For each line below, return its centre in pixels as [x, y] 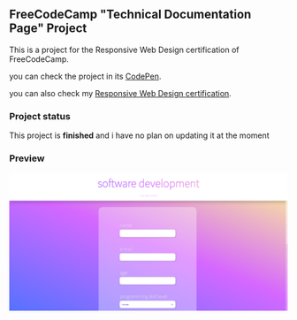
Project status [40, 116]
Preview [27, 158]
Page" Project [48, 29]
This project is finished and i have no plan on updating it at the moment [139, 135]
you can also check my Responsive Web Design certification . [120, 93]
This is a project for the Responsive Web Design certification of [124, 50]
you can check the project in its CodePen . [85, 76]
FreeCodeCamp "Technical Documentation [130, 15]
